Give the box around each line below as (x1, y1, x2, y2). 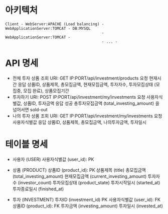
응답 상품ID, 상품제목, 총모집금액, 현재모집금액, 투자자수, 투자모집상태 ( (18, 81, 156, 87)
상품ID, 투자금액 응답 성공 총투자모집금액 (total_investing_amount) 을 (23, 100, 159, 106)
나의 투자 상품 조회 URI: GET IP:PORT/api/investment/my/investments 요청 (12, 113, 162, 119)
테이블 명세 (5, 139, 48, 150)
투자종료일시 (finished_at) (12, 186, 64, 192)
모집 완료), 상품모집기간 (23, 88, 69, 94)
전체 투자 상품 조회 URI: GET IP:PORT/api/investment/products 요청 (12, 75, 148, 81)
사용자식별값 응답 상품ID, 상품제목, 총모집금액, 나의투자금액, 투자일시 (12, 119, 147, 125)
